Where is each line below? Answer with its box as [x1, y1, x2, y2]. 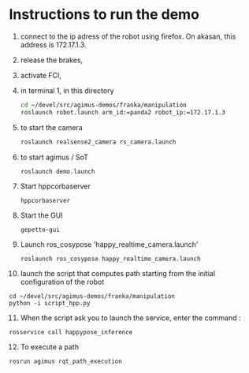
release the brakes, [20, 55, 84, 65]
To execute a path [20, 341, 80, 352]
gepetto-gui [20, 226, 60, 233]
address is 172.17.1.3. [20, 39, 87, 49]
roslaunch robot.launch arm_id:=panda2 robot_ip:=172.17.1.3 [20, 108, 226, 116]
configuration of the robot [20, 277, 105, 286]
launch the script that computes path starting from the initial [20, 268, 216, 278]
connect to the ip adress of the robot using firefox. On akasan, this [20, 32, 236, 41]
